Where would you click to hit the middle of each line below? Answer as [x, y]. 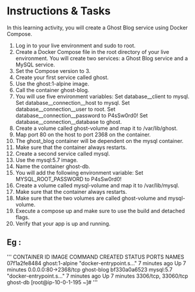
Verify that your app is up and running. [63, 223]
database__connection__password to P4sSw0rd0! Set [82, 115]
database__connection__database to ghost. [68, 121]
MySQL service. [35, 65]
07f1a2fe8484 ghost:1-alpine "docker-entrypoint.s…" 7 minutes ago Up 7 [97, 263]
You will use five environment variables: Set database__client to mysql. [102, 96]
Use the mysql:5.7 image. [47, 160]
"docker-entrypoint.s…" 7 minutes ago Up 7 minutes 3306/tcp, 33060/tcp [97, 276]
